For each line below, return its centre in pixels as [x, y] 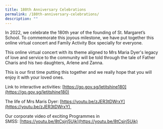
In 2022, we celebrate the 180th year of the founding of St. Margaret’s [75, 33]
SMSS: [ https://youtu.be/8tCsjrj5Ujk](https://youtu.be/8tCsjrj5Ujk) [71, 121]
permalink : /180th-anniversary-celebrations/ [52, 14]
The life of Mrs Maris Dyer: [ [33, 102]
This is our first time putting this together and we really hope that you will [79, 72]
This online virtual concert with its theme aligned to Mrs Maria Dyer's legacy [82, 52]
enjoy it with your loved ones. [35, 77]
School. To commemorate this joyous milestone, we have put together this [80, 38]
